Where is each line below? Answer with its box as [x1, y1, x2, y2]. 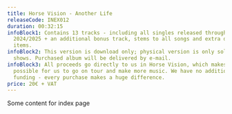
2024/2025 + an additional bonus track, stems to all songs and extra [13, 36, 221, 43]
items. [13, 42, 32, 49]
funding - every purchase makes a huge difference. [13, 73, 166, 81]
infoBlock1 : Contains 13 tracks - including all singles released [7, 29, 202, 36]
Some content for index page [7, 99, 90, 107]
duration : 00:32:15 [7, 23, 64, 30]
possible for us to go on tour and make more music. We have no [13, 67, 202, 74]
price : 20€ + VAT [7, 80, 57, 87]
